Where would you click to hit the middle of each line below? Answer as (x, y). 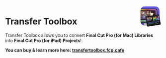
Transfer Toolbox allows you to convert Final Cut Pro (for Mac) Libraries (79, 35)
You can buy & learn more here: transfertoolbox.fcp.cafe (65, 50)
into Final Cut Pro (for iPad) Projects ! (43, 40)
